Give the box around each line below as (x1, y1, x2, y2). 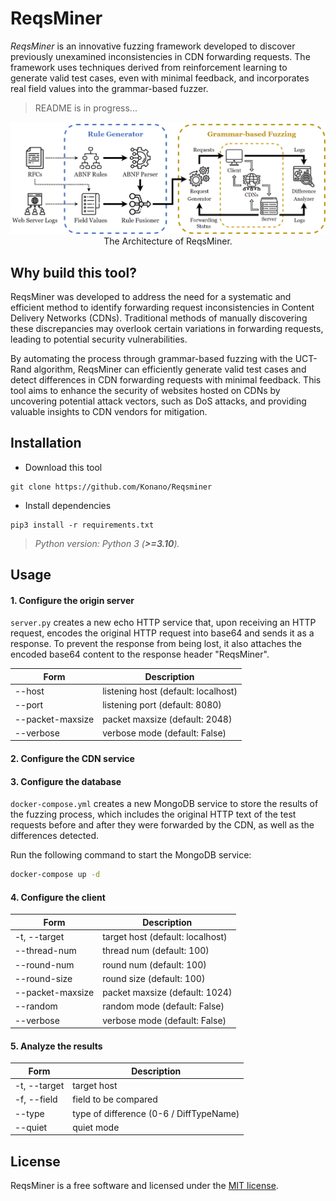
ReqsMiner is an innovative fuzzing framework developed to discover (10, 40, 296, 52)
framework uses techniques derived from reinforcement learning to (10, 61, 288, 73)
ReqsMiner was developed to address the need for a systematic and (10, 291, 292, 303)
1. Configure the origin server (10, 594, 135, 606)
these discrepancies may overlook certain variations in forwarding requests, (10, 323, 324, 335)
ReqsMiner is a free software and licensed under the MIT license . (10, 1180, 279, 1192)
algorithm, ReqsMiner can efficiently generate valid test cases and (33, 363, 307, 376)
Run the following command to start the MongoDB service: (10, 849, 252, 861)
